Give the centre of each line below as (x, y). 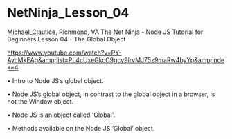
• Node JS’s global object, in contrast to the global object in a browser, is (111, 94)
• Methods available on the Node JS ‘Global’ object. (81, 128)
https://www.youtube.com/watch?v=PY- (65, 53)
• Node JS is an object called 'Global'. (61, 115)
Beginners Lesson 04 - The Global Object (66, 39)
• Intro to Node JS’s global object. (55, 80)
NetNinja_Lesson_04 (68, 13)
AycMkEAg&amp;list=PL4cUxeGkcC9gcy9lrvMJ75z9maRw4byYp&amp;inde (116, 59)
